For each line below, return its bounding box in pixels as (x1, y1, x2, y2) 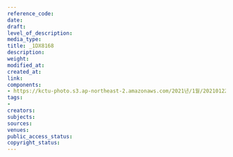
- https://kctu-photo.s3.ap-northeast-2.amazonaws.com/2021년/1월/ (7, 88, 203, 94)
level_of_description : (7, 29, 73, 37)
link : (7, 74, 23, 82)
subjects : (7, 113, 36, 120)
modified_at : (7, 62, 45, 69)
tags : (7, 94, 23, 101)
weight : (7, 56, 30, 63)
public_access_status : (7, 133, 73, 140)
